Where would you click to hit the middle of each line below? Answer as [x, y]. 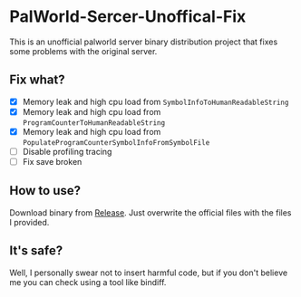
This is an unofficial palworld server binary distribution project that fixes [144, 42]
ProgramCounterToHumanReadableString [94, 123]
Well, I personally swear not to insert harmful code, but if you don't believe [149, 273]
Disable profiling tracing [67, 151]
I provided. [29, 222]
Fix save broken [52, 162]
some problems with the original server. [83, 51]
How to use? [45, 191]
